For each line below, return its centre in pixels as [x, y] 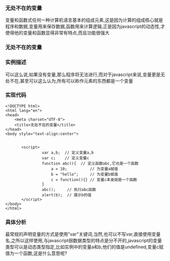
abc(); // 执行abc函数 [69, 190]
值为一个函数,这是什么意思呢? [36, 253]
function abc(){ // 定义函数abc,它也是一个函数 [90, 163]
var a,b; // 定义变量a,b [68, 152]
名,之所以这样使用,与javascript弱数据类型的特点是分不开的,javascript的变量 [84, 241]
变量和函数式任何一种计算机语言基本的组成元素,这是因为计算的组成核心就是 [84, 20]
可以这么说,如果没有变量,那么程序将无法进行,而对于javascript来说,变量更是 [83, 74]
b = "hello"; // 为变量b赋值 [84, 174]
